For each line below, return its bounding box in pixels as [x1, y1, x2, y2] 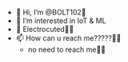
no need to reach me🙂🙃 [27, 45, 106, 54]
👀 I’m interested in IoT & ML [15, 16, 106, 25]
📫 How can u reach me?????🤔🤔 [15, 33, 122, 43]
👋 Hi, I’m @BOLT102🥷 [15, 8, 86, 17]
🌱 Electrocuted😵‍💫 [15, 25, 74, 33]
